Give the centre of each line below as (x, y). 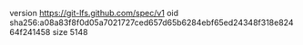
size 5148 (70, 32)
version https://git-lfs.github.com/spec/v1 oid (94, 13)
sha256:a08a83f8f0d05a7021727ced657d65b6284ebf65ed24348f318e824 (151, 22)
